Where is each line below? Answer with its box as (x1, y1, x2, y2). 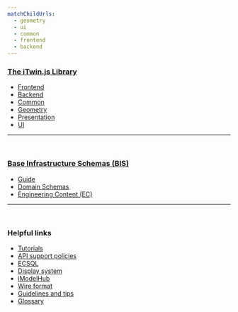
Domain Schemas (17, 182, 69, 191)
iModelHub (17, 274, 50, 282)
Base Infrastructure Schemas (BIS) (7, 159, 130, 169)
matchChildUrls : (7, 10, 55, 18)
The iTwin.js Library (7, 67, 78, 77)
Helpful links (7, 228, 52, 238)
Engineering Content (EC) (17, 189, 93, 199)
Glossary (17, 296, 45, 305)
